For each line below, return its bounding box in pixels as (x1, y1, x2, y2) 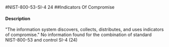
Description (5, 15, 31, 21)
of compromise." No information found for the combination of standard (5, 32, 152, 38)
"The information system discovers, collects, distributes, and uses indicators (5, 27, 164, 33)
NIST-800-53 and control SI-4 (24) (5, 37, 78, 43)
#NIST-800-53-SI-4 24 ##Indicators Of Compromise (5, 4, 115, 10)
